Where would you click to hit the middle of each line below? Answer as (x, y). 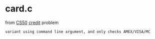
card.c (19, 9)
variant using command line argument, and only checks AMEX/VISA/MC (78, 31)
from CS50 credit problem (32, 22)
